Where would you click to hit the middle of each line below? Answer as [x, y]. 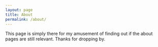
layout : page [19, 10]
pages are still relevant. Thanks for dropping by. [55, 39]
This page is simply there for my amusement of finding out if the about [79, 34]
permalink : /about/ [26, 19]
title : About [19, 15]
